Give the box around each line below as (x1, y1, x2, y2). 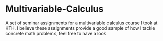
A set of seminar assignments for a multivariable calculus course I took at (5, 20, 158, 26)
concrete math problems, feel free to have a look (5, 30, 107, 36)
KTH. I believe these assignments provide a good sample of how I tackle (5, 25, 155, 31)
